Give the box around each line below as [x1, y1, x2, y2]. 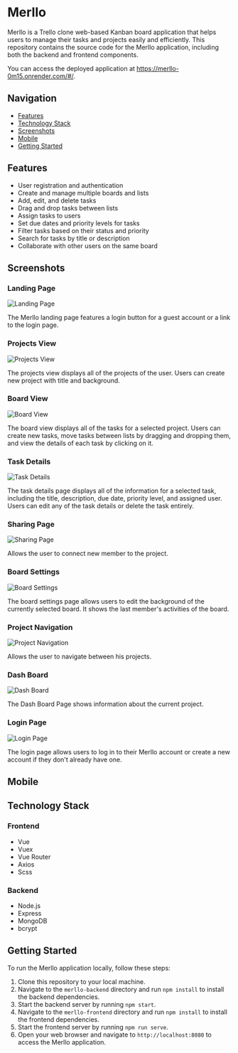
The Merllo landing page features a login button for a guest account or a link [7, 314, 231, 322]
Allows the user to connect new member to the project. [7, 549, 168, 558]
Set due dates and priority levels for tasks [17, 218, 140, 228]
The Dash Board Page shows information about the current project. [7, 700, 204, 708]
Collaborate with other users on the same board [17, 241, 158, 250]
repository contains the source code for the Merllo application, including [7, 43, 219, 51]
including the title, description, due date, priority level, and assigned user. [7, 494, 222, 503]
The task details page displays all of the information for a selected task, [7, 486, 217, 495]
